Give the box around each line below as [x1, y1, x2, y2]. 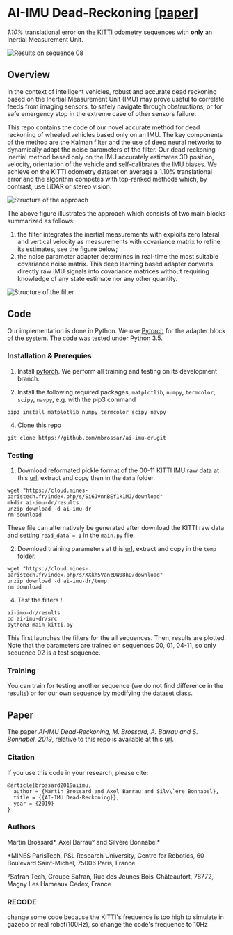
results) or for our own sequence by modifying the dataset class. [7, 689, 193, 697]
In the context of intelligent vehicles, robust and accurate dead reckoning [7, 87, 217, 95]
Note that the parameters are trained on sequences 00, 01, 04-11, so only [7, 641, 217, 650]
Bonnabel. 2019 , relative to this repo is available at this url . [7, 735, 174, 744]
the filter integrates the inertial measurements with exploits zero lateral [17, 230, 220, 238]
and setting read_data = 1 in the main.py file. [7, 531, 136, 540]
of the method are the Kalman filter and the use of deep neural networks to [7, 138, 223, 146]
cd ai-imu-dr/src [7, 616, 58, 623]
